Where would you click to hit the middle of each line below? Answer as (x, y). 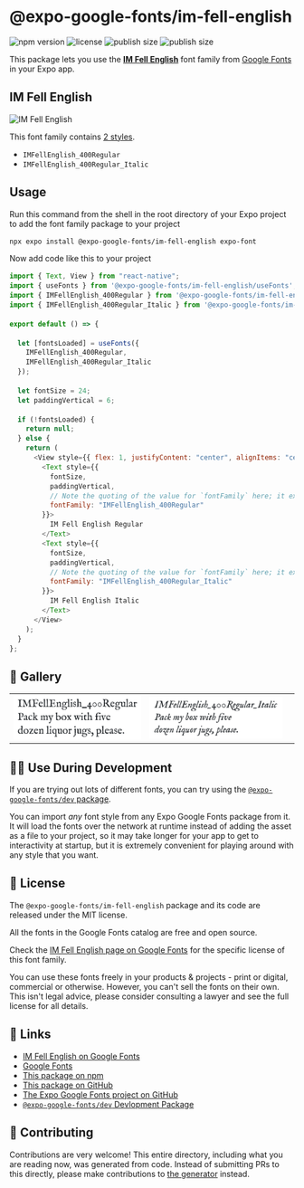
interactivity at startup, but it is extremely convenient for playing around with (152, 846)
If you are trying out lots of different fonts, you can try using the (128, 790)
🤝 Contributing (52, 1133)
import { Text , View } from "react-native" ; (95, 276)
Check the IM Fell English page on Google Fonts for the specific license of (147, 950)
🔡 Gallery (36, 676)
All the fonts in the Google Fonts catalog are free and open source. (133, 932)
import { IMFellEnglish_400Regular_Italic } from (105, 305)
